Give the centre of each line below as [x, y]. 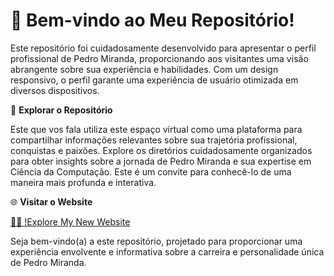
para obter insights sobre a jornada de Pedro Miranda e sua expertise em [161, 161]
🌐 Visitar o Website [51, 201]
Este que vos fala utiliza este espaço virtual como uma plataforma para [156, 129]
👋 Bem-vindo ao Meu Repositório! [152, 20]
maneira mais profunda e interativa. [83, 182]
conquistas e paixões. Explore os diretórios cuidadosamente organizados [161, 150]
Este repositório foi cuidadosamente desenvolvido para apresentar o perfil [163, 48]
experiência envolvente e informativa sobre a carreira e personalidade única [167, 251]
